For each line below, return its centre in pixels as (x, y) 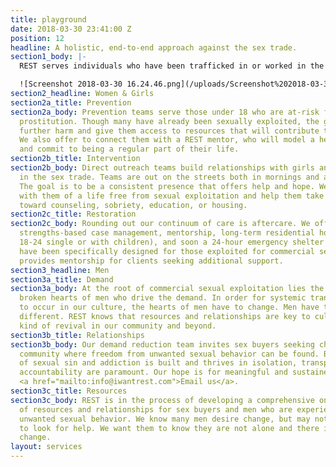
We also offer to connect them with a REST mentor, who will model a (167, 140)
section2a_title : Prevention (71, 102)
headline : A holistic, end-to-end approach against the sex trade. (154, 47)
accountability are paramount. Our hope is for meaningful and (153, 372)
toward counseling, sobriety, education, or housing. (133, 205)
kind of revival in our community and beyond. (118, 326)
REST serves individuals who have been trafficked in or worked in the (172, 66)
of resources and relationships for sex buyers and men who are (156, 409)
